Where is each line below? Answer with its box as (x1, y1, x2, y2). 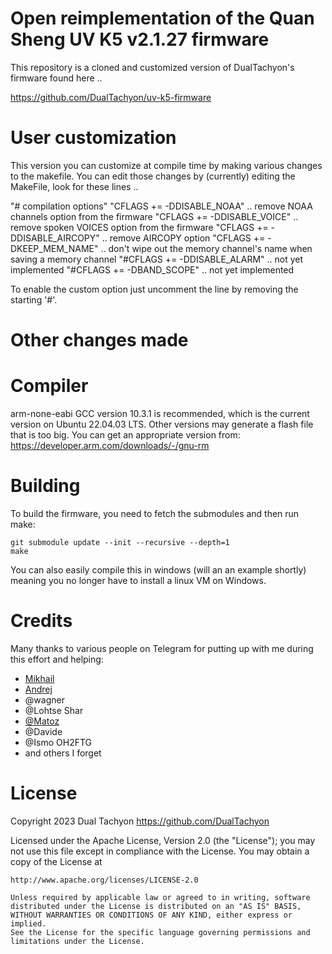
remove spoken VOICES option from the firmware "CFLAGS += (10, 221, 269, 233)
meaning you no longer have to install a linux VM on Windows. (10, 574, 267, 586)
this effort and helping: (10, 653, 104, 665)
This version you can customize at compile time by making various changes (10, 159, 323, 171)
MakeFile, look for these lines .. (10, 180, 139, 192)
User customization (10, 127, 177, 149)
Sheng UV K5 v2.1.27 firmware (10, 28, 270, 51)
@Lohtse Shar (24, 704, 84, 716)
